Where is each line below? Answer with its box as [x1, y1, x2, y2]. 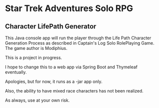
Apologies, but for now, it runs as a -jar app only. [5, 78, 103, 84]
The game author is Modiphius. [5, 46, 68, 51]
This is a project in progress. [5, 55, 62, 61]
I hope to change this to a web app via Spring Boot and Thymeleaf [5, 64, 138, 70]
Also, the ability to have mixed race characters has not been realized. [5, 88, 143, 93]
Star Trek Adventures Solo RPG [5, 3, 133, 14]
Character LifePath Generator [5, 22, 96, 31]
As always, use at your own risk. [5, 97, 70, 103]
